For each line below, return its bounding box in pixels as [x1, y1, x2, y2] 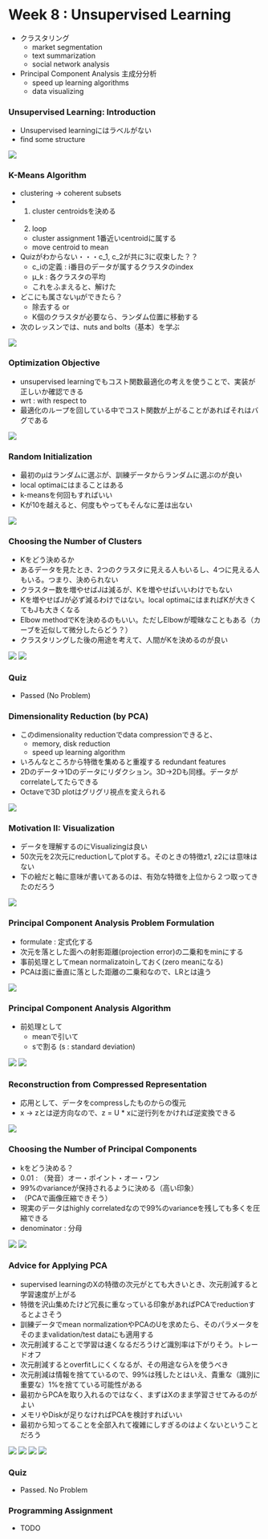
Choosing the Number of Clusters [8, 536, 143, 547]
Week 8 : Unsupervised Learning [8, 6, 231, 24]
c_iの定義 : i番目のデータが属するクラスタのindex [31, 262, 194, 271]
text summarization [31, 51, 96, 60]
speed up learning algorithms [31, 78, 130, 87]
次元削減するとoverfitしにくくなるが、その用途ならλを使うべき [19, 1359, 229, 1369]
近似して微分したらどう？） [40, 625, 132, 635]
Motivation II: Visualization [8, 822, 115, 834]
